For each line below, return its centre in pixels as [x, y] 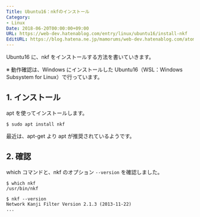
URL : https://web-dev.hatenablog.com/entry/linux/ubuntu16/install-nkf [97, 34]
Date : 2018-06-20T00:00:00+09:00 [48, 28]
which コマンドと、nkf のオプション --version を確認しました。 [85, 172]
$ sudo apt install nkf [36, 124]
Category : [18, 17]
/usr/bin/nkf [22, 188]
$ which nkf [21, 183]
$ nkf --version [26, 199]
